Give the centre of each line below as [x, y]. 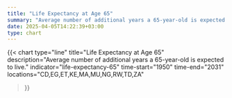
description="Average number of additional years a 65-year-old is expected [116, 60]
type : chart [24, 33]
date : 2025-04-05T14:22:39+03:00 [56, 26]
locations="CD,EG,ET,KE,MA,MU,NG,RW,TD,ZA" [76, 75]
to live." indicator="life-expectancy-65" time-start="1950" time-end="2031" [116, 67]
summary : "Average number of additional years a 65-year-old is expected [116, 20]
